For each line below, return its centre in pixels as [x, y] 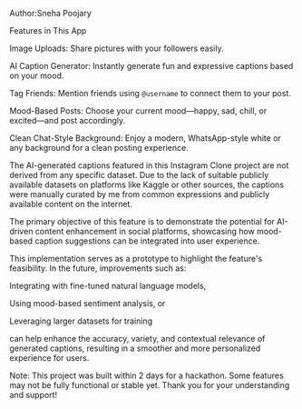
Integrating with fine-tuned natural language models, [108, 286]
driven [21, 231]
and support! [33, 395]
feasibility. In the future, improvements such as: [98, 268]
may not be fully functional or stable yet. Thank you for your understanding [150, 385]
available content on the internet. [71, 204]
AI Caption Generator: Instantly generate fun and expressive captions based [151, 66]
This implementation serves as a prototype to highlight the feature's [136, 259]
